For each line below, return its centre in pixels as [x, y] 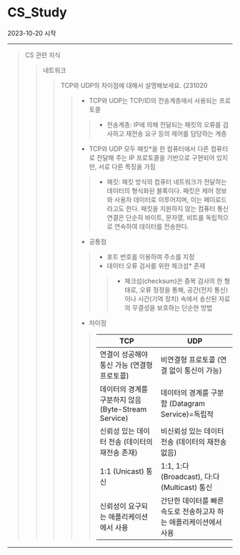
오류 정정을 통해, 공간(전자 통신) [184, 289]
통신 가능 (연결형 [126, 365]
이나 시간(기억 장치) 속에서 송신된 [171, 299]
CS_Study [37, 12]
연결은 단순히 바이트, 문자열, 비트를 [155, 217]
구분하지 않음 [120, 399]
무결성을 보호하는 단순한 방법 [172, 307]
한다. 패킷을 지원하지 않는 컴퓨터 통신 [177, 209]
